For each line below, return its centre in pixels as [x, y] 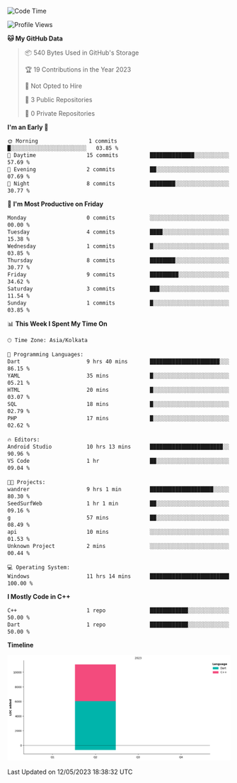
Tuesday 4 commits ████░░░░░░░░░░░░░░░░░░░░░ [118, 232]
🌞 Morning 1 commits [63, 141]
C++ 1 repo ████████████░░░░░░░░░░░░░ [118, 610]
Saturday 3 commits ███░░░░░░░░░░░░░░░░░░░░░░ [118, 289]
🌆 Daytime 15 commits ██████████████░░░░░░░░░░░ [118, 155]
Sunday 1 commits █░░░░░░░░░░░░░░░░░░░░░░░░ [118, 303]
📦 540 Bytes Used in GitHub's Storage [82, 53]
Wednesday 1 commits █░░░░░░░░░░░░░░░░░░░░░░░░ [118, 246]
